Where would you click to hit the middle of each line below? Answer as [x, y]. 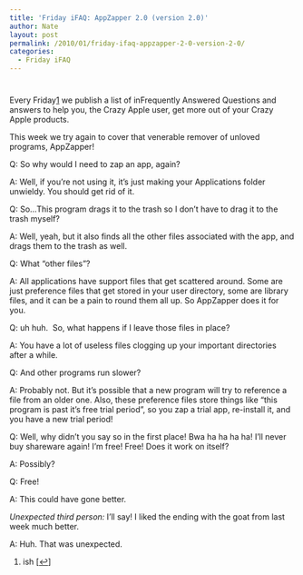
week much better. [44, 527]
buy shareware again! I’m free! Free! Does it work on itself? [119, 447]
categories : [32, 52]
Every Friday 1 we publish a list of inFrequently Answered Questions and [143, 100]
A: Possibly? [33, 464]
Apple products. [39, 120]
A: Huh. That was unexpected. [66, 544]
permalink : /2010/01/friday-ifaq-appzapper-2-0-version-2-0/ [127, 43]
